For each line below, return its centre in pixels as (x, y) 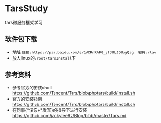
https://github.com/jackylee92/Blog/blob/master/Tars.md (69, 115)
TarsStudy (27, 9)
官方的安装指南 (27, 99)
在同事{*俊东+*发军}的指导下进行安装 (50, 110)
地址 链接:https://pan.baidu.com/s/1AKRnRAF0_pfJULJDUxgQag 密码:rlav (84, 52)
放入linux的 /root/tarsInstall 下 (44, 58)
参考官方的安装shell (32, 88)
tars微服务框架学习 (24, 22)
